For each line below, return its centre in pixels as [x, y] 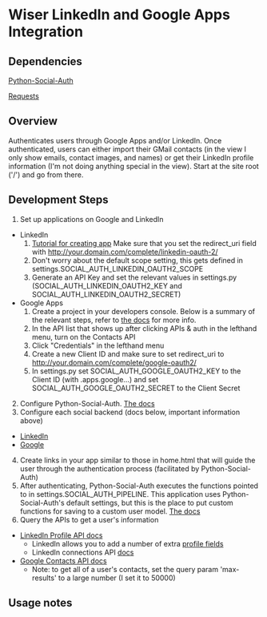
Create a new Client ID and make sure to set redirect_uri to [128, 353]
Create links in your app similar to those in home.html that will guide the [137, 460]
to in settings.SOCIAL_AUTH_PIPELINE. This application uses [120, 494]
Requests [24, 96]
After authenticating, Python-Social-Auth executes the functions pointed [139, 486]
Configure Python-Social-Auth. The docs [87, 403]
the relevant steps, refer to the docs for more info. [114, 320]
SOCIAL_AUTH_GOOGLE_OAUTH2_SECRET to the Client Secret [136, 388]
